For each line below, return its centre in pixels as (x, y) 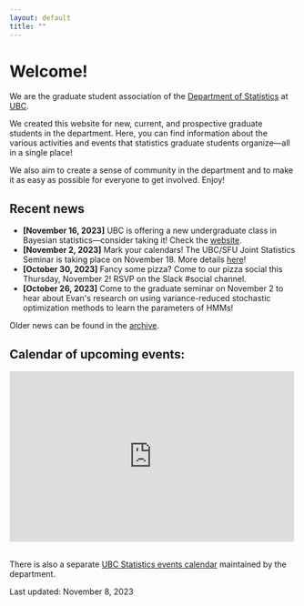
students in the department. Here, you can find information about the (139, 134)
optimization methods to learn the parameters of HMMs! (128, 308)
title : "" (28, 26)
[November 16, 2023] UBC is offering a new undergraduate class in (150, 231)
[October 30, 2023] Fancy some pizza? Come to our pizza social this (152, 269)
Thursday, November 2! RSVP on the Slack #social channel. (135, 279)
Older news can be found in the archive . (85, 326)
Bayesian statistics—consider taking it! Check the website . (132, 240)
